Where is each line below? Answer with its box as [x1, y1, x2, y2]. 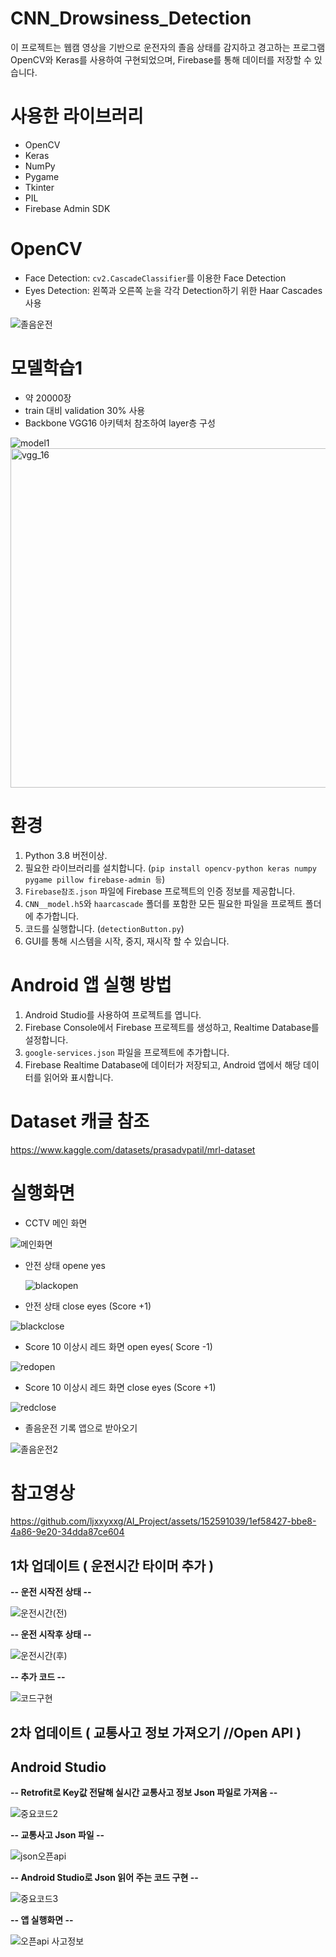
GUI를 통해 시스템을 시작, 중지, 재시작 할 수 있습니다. [24, 935, 230, 947]
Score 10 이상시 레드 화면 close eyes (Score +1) [24, 1381, 217, 1393]
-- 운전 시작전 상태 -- [10, 1586, 92, 1598]
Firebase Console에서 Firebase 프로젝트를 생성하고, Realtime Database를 [24, 1021, 320, 1033]
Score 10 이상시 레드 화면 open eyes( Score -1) [24, 1340, 213, 1352]
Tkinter [24, 181, 55, 193]
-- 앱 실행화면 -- [10, 1914, 74, 1926]
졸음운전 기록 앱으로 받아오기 [24, 1422, 138, 1434]
